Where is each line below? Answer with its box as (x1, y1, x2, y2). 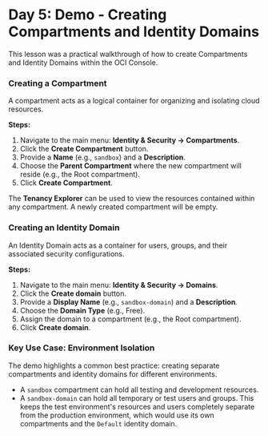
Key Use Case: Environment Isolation (8, 342, 155, 353)
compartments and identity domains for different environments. (8, 369, 218, 378)
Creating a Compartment (8, 78, 107, 89)
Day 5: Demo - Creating (8, 6, 167, 24)
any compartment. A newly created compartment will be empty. (8, 202, 218, 212)
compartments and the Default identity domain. (19, 418, 178, 428)
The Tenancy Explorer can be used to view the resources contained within (8, 194, 255, 204)
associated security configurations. (8, 248, 125, 258)
